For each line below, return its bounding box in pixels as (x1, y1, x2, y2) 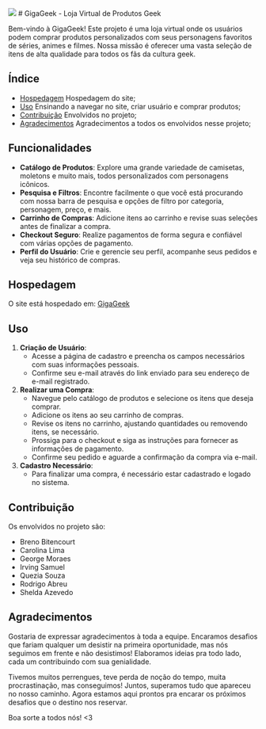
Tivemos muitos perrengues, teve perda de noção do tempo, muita (8, 672, 226, 681)
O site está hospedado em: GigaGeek (8, 299, 131, 308)
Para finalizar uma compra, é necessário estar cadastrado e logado (31, 469, 251, 479)
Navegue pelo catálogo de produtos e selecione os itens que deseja (31, 394, 254, 403)
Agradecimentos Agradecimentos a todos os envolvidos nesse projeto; (19, 118, 252, 128)
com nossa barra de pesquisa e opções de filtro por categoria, (19, 196, 224, 205)
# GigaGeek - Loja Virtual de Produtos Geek (17, 9, 161, 18)
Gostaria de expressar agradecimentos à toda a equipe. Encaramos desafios (8, 632, 258, 641)
